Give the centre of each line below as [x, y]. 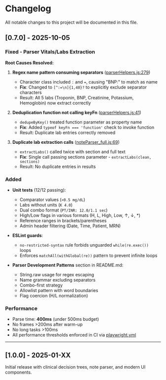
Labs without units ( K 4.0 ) [46, 205]
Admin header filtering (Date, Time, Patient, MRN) [70, 226]
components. [19, 372]
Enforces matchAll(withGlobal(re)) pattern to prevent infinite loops [88, 255]
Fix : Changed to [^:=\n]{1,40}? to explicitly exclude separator [83, 87]
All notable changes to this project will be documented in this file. [72, 22]
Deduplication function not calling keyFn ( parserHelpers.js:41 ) [77, 112]
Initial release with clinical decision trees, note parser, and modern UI [75, 367]
